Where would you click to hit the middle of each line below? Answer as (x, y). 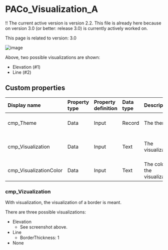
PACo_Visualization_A (52, 9)
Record (131, 123)
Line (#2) (22, 72)
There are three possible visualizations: (46, 212)
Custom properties (35, 88)
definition (105, 108)
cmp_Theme (22, 123)
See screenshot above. (43, 227)
